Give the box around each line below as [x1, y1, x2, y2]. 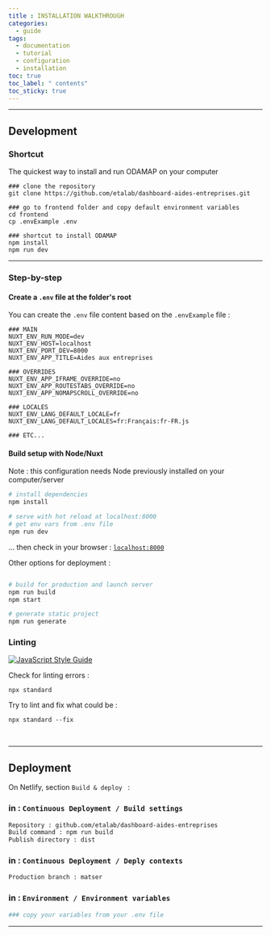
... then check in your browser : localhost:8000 [8, 542, 165, 552]
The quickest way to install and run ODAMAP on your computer [8, 167, 219, 177]
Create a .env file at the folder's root [8, 292, 131, 302]
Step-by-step [8, 272, 63, 283]
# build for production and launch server [8, 580, 153, 589]
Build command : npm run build [8, 829, 114, 837]
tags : [8, 34, 27, 43]
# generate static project [8, 610, 99, 618]
